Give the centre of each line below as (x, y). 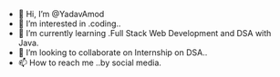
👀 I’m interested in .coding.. (69, 24)
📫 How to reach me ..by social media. (90, 63)
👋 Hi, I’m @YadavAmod (61, 14)
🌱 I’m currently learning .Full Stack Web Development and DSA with (145, 33)
